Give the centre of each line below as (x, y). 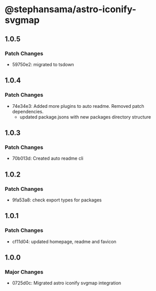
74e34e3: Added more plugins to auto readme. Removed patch (78, 106)
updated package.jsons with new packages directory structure (85, 117)
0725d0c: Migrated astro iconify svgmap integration (67, 283)
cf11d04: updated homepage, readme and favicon (64, 241)
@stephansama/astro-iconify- (71, 9)
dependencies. (28, 111)
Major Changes (24, 272)
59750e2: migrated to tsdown (43, 64)
